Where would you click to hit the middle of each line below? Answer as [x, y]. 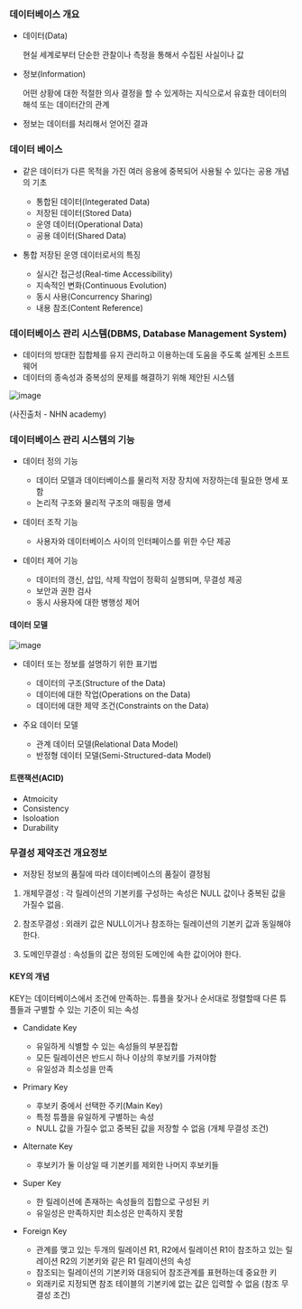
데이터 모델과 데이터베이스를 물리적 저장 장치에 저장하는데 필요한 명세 [157, 480]
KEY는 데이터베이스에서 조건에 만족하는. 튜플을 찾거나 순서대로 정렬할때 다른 [143, 998]
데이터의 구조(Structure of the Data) [101, 683]
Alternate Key [48, 1146]
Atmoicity [40, 798]
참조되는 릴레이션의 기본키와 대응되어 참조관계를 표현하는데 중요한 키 [156, 1273]
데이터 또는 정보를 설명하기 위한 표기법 [90, 664]
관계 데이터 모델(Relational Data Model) [107, 744]
